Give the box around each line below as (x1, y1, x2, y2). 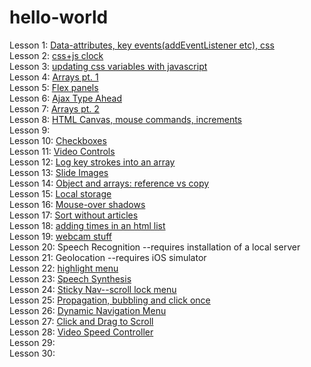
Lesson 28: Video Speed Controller (9, 326, 154, 338)
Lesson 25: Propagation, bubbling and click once (9, 294, 211, 306)
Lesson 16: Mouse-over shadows (9, 198, 146, 210)
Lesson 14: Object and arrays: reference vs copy (9, 177, 210, 189)
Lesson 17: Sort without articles (9, 209, 139, 221)
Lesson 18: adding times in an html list (9, 219, 166, 231)
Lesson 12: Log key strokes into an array (9, 156, 176, 168)
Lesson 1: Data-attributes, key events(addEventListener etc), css (9, 39, 275, 51)
